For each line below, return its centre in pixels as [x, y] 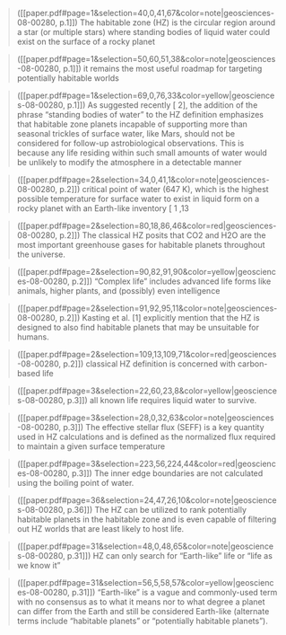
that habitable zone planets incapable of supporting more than [132, 124]
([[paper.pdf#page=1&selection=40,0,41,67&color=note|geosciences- [146, 13]
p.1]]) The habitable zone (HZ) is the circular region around [168, 22]
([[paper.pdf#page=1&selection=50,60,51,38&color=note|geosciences [146, 59]
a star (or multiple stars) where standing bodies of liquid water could [143, 32]
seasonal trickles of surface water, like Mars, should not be [126, 133]
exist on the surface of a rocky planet [86, 41]
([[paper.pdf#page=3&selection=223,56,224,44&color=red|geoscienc [147, 463]
